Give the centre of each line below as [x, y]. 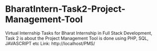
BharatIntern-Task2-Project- [65, 9]
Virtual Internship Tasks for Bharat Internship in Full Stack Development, [79, 33]
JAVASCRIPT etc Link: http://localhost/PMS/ [50, 43]
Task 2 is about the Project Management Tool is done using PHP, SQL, [77, 38]
